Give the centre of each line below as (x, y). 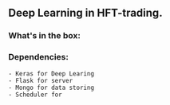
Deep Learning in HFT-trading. (85, 13)
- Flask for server (41, 80)
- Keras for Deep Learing (51, 74)
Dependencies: (39, 57)
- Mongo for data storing (51, 87)
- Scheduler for (35, 95)
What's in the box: (45, 36)
